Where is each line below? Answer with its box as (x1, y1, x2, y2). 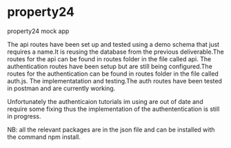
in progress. (7, 112, 41, 120)
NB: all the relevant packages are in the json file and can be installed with (7, 125, 215, 134)
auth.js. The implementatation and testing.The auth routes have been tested (7, 76, 223, 85)
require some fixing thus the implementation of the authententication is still (7, 105, 220, 113)
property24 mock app (7, 27, 70, 35)
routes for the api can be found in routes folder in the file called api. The (7, 54, 212, 63)
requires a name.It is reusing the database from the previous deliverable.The (7, 47, 224, 56)
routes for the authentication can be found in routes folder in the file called (7, 70, 219, 78)
